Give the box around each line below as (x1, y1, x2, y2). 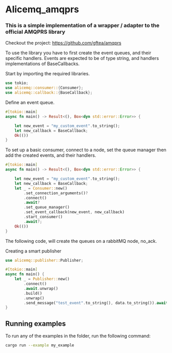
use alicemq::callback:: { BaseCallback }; (5, 90, 93, 95)
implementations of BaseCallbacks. (5, 60, 80, 67)
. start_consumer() (24, 214, 63, 220)
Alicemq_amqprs (5, 4, 79, 15)
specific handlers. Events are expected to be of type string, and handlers (5, 55, 159, 61)
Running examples (5, 319, 66, 328)
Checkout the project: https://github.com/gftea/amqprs (5, 40, 122, 46)
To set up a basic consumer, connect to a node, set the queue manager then (5, 147, 166, 153)
